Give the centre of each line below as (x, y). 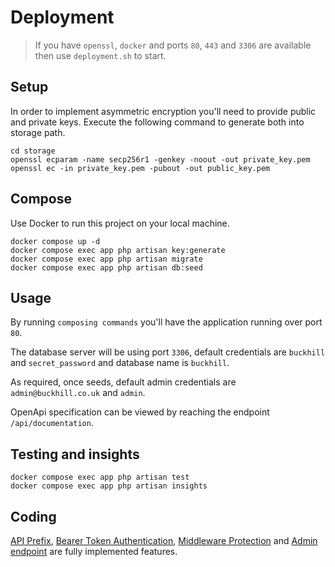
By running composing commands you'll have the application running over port (166, 322)
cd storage (33, 151)
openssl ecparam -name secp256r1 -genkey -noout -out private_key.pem (160, 159)
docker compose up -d (55, 241)
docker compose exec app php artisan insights (109, 486)
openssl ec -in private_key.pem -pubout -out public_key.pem (140, 168)
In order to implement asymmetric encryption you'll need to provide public (163, 111)
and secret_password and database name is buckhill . (120, 363)
